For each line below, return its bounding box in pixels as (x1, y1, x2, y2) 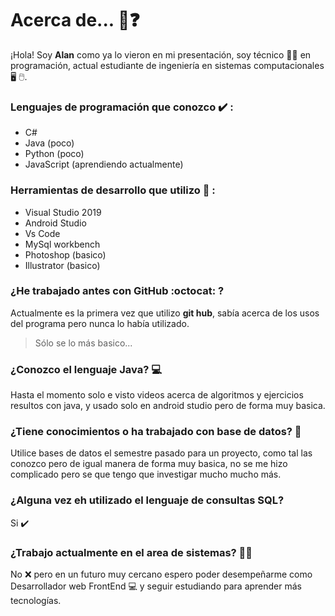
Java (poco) (24, 137, 75, 149)
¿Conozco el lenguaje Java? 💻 (10, 362, 162, 376)
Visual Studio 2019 (24, 206, 102, 218)
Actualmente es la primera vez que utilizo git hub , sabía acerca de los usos (10, 307, 320, 319)
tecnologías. (10, 595, 62, 607)
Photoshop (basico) (24, 248, 107, 261)
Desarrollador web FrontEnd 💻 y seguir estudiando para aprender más (10, 580, 303, 592)
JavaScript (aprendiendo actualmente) (24, 158, 184, 171)
